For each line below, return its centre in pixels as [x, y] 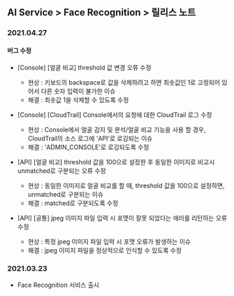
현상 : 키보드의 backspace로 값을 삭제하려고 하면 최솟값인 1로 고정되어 [124, 82]
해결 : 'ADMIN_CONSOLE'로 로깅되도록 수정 [88, 147]
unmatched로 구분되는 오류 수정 [61, 171]
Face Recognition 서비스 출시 [58, 285]
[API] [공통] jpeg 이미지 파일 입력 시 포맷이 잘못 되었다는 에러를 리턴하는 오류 [122, 218]
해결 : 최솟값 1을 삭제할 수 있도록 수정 [78, 99]
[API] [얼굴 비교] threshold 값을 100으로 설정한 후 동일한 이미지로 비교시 [116, 162]
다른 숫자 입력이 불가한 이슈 [78, 91]
